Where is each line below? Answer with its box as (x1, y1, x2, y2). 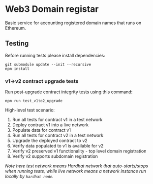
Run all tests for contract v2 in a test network (12, 132, 104, 139)
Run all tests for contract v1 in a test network (12, 117, 103, 123)
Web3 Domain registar (5, 3, 99, 15)
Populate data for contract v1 (12, 127, 71, 133)
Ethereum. (5, 25, 26, 31)
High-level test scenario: (5, 107, 55, 113)
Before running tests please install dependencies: (5, 52, 106, 58)
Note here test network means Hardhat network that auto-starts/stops (5, 163, 149, 169)
